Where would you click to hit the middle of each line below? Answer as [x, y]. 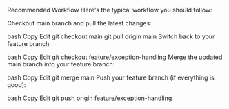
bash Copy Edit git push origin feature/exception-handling [90, 98]
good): [17, 85]
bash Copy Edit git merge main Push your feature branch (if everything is [111, 77]
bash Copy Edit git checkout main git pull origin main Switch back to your [111, 36]
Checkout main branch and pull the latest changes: [79, 23]
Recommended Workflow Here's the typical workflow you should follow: [110, 10]
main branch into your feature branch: [61, 64]
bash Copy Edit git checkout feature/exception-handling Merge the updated [115, 57]
